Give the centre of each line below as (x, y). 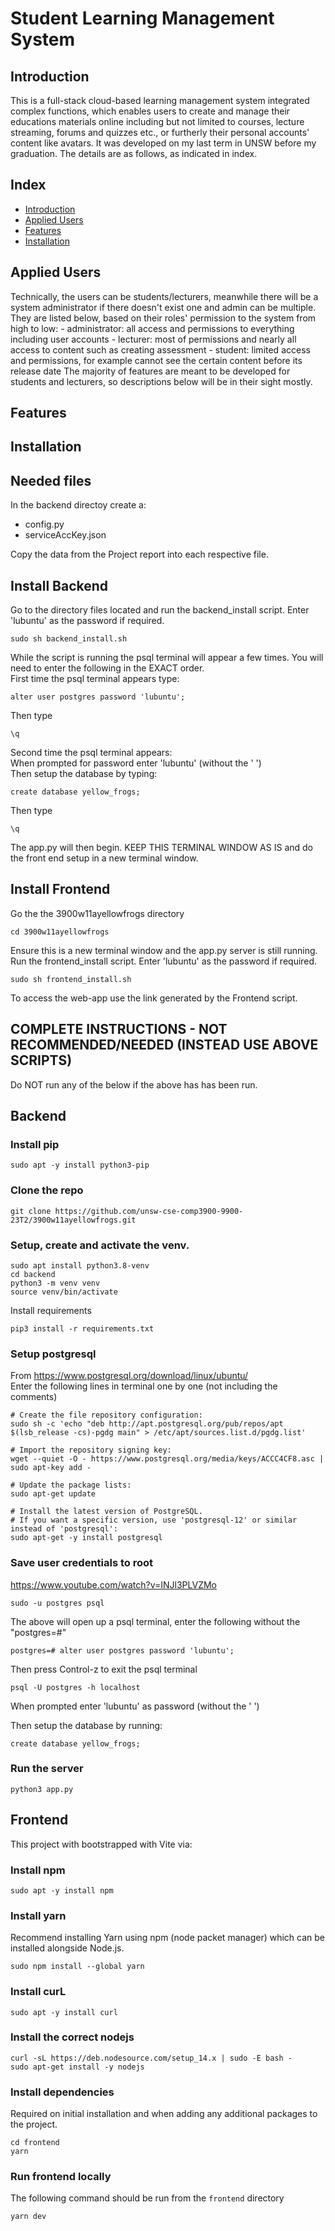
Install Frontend (60, 889)
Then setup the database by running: (86, 1725)
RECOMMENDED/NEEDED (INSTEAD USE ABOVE (164, 1045)
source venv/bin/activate (64, 1292)
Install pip (35, 1144)
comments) (34, 1397)
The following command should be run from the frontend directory (147, 2198)
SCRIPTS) (41, 1060)
